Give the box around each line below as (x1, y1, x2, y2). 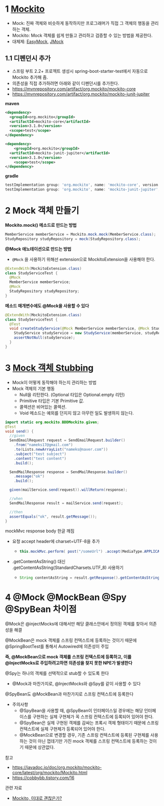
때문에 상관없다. (24, 744, 55, 750)
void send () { (5, 429, 34, 434)
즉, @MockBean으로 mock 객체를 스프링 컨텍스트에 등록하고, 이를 (5, 654, 132, 660)
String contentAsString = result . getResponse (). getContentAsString (19, 575, 160, 580)
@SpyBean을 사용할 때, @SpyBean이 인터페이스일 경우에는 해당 (19, 708, 143, 714)
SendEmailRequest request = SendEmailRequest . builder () (9, 438, 125, 443)
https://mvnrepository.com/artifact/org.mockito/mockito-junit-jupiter (12, 91, 150, 97)
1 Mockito (5, 3, 45, 15)
